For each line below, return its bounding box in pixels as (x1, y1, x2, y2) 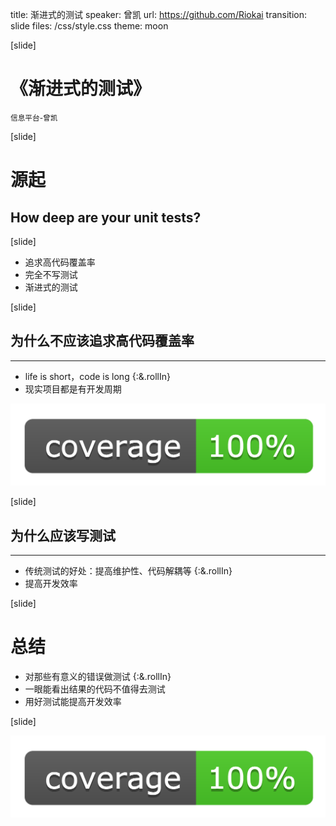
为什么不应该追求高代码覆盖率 (10, 333, 195, 350)
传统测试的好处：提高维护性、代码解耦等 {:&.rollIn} (24, 564, 233, 577)
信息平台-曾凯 (10, 113, 58, 123)
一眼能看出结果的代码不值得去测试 (24, 683, 166, 695)
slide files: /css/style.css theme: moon (10, 20, 169, 32)
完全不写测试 (24, 268, 78, 280)
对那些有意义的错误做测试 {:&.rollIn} (24, 670, 172, 682)
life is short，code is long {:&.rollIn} (24, 370, 171, 382)
